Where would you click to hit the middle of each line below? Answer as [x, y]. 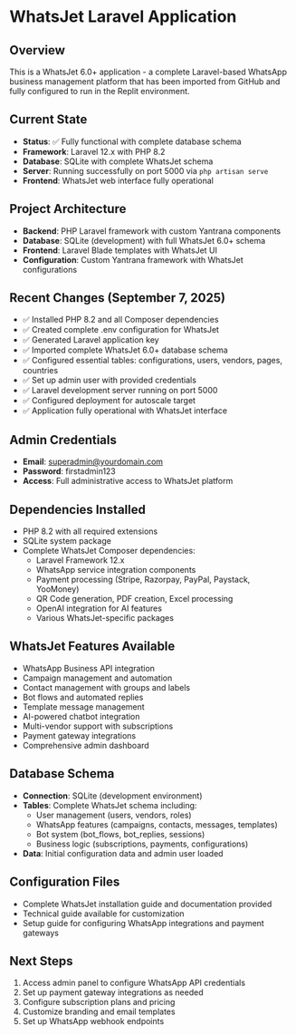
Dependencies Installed [78, 509]
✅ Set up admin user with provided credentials [110, 380]
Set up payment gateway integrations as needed [113, 992]
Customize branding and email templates [99, 1011]
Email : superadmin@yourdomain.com [93, 462]
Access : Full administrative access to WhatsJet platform [128, 481]
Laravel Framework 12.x [80, 560]
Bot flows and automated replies [83, 697]
